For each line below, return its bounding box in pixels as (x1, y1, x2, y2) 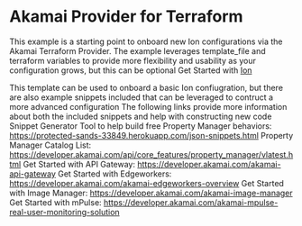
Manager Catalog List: (9, 140, 92, 150)
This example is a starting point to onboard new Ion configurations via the (9, 36, 283, 47)
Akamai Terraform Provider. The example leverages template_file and (9, 45, 266, 56)
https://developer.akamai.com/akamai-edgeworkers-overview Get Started (9, 177, 284, 188)
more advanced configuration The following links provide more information (9, 101, 288, 112)
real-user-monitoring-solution (9, 206, 120, 217)
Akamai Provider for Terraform (9, 6, 243, 27)
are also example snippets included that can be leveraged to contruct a (9, 92, 273, 103)
